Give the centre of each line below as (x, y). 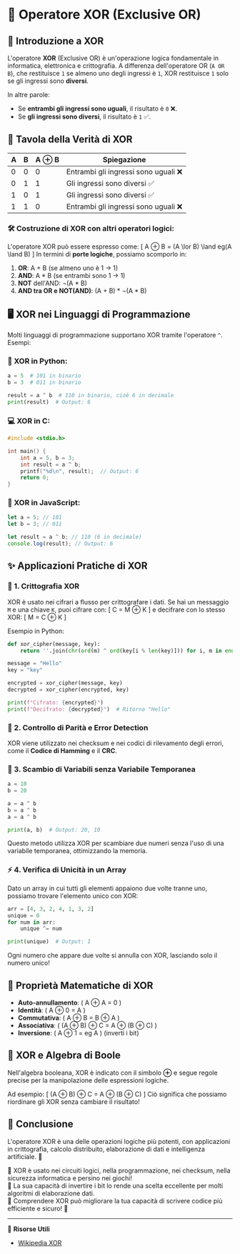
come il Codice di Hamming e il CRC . (62, 750)
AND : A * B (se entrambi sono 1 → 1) (71, 276)
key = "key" (25, 670)
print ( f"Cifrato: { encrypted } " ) (55, 702)
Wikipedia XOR (40, 1243)
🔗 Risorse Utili (29, 1229)
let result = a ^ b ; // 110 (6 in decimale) (75, 537)
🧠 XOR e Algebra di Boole (64, 1056)
